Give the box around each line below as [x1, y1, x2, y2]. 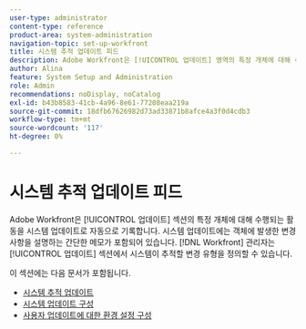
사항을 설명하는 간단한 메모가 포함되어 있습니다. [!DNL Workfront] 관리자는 [9, 236, 276, 247]
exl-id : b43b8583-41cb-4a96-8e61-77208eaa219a [9, 98, 189, 108]
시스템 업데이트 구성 [22, 298, 94, 309]
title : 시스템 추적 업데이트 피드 [9, 47, 119, 57]
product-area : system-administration [9, 30, 153, 39]
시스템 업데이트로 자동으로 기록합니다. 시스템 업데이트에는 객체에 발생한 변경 [25, 225, 297, 236]
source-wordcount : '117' [9, 124, 104, 133]
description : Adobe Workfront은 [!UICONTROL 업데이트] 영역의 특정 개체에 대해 [9, 56, 291, 65]
